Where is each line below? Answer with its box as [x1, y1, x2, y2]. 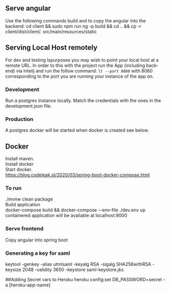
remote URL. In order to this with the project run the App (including [5, 62, 145, 68]
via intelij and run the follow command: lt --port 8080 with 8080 [16, 67, 153, 74]
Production [5, 115, 34, 123]
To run [5, 184, 22, 191]
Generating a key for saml [5, 250, 70, 257]
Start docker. [5, 166, 33, 173]
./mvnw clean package [5, 196, 53, 202]
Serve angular [5, 4, 51, 13]
